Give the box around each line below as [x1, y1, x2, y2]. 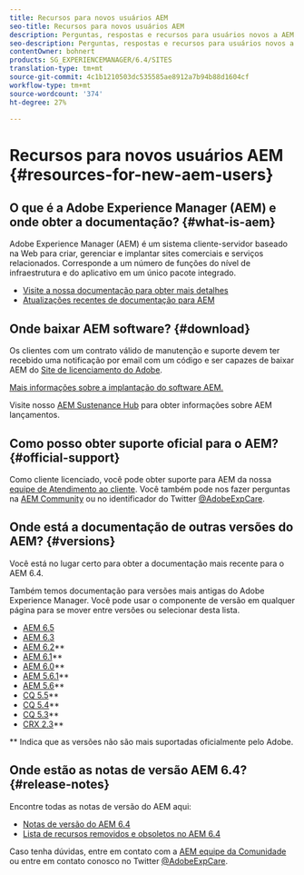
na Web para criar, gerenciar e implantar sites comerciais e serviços [9, 248, 264, 259]
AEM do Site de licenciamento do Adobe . [9, 364, 163, 375]
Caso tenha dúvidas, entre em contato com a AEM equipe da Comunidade [9, 846, 287, 857]
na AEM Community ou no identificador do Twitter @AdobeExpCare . [9, 493, 265, 504]
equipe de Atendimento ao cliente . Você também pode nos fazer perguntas [9, 483, 290, 494]
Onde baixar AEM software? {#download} [9, 321, 251, 336]
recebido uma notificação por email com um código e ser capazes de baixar [9, 355, 295, 366]
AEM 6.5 [22, 621, 54, 632]
